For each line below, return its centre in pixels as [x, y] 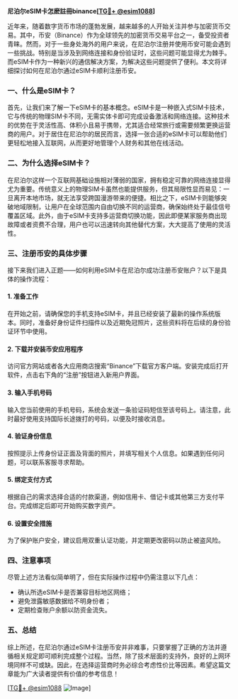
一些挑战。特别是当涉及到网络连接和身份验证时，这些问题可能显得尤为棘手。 [119, 53]
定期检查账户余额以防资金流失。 [64, 610]
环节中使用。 [32, 331]
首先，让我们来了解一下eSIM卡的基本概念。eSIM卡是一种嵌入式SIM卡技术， [118, 108]
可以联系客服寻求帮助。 [54, 462]
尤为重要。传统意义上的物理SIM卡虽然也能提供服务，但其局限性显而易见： [115, 189]
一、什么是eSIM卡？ [42, 90]
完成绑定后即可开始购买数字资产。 [69, 505]
